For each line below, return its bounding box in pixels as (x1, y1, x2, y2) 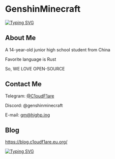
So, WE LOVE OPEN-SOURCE (5, 66, 65, 71)
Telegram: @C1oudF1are (5, 93, 55, 99)
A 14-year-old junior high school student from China (5, 46, 111, 52)
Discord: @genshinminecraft (5, 102, 63, 108)
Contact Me (5, 80, 42, 89)
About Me (5, 34, 36, 42)
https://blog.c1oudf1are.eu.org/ (5, 139, 68, 145)
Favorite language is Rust (5, 56, 57, 62)
